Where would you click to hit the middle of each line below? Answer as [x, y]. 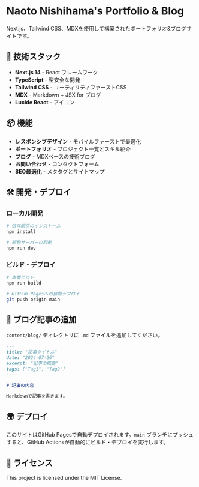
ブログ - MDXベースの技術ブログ [55, 156]
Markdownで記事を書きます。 [37, 396]
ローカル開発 [25, 213]
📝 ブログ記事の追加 [41, 319]
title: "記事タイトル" [32, 352]
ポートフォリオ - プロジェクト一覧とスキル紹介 [73, 149]
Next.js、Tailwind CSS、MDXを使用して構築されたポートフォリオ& [88, 28]
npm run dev [21, 248]
